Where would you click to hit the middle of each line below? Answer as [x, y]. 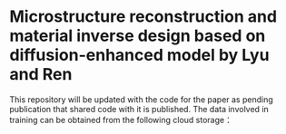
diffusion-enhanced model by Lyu [139, 55]
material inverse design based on [138, 36]
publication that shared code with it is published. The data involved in [139, 109]
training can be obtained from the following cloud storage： [121, 120]
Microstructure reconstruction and [143, 17]
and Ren [41, 75]
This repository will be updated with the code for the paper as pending [142, 99]
